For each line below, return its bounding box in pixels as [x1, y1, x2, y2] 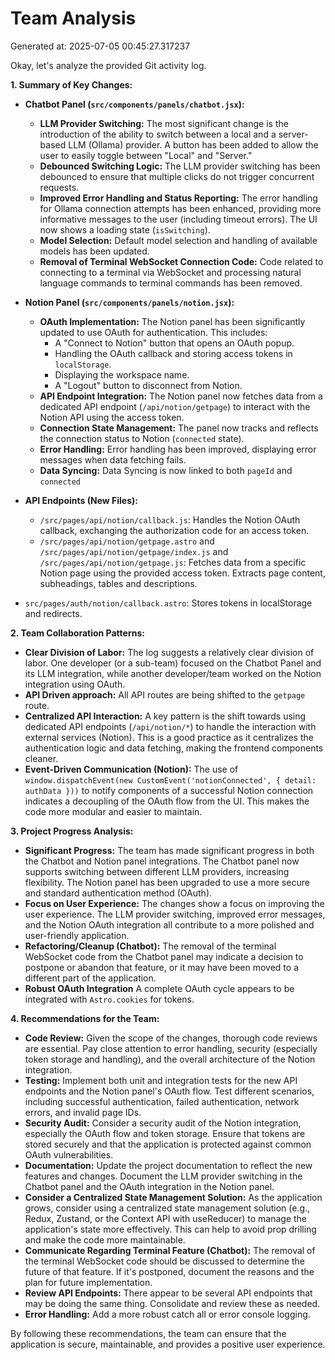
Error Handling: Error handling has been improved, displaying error [39, 443, 317, 455]
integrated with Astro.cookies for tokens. [24, 993, 195, 1005]
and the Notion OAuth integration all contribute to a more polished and [24, 918, 315, 931]
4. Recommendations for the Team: [10, 1012, 160, 1024]
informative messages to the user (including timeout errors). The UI [39, 213, 318, 225]
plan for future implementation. [24, 1276, 153, 1288]
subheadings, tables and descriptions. [39, 577, 198, 589]
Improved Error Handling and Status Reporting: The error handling [39, 192, 318, 204]
